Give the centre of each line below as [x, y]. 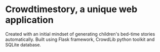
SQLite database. [23, 44]
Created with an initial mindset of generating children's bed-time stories [80, 34]
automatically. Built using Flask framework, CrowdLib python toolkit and [80, 39]
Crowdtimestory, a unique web [71, 9]
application [30, 20]
